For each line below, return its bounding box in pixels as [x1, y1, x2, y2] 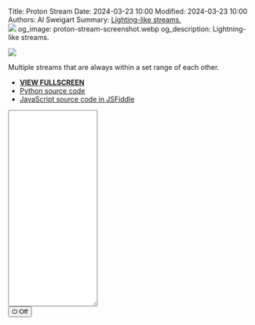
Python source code [19, 86, 86, 95]
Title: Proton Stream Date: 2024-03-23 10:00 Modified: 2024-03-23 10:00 [8, 7, 248, 16]
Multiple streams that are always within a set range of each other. [8, 63, 220, 71]
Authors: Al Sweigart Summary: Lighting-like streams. [8, 15, 182, 24]
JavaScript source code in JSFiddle [19, 94, 135, 104]
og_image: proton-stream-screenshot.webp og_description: [17, 24, 212, 34]
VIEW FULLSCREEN [19, 78, 85, 87]
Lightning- [213, 24, 246, 34]
